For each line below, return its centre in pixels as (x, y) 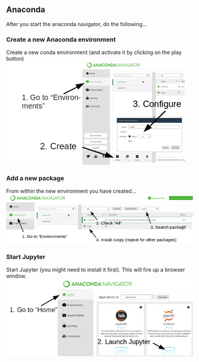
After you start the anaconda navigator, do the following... (77, 24)
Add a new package (35, 179)
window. (16, 276)
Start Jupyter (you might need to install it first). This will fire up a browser (96, 270)
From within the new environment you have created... (71, 191)
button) (15, 59)
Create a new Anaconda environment (61, 39)
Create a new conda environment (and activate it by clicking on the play (94, 52)
